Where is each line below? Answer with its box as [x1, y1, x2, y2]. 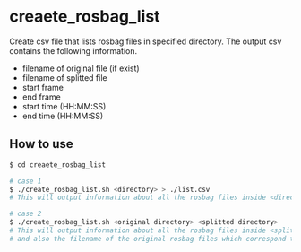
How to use [9, 136, 73, 152]
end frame [21, 91, 61, 102]
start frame [21, 82, 64, 92]
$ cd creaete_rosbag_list [9, 160, 106, 169]
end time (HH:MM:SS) [21, 110, 104, 121]
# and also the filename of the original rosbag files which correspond [9, 234, 287, 243]
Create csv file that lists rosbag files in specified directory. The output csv [9, 36, 282, 47]
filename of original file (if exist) [21, 63, 141, 74]
